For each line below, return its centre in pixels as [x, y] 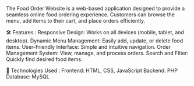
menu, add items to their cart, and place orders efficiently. [76, 21]
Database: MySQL [28, 77]
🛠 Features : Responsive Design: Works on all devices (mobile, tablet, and [95, 32]
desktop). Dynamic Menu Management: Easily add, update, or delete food [95, 41]
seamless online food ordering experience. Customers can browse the [90, 15]
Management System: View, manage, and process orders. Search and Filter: [97, 53]
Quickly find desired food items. [44, 59]
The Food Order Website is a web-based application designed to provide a [96, 8]
